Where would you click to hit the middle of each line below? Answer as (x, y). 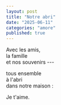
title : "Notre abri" (31, 17)
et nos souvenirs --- (30, 62)
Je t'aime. (18, 97)
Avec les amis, (23, 50)
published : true (26, 33)
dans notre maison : (30, 86)
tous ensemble (24, 73)
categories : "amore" (31, 28)
